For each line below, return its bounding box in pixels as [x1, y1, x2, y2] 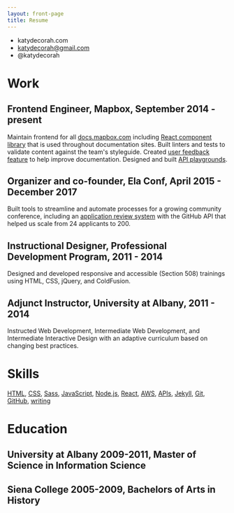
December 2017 [7, 186, 78, 198]
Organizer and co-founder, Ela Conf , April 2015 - [7, 175, 221, 187]
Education [7, 421, 68, 437]
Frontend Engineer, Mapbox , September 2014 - [7, 103, 216, 115]
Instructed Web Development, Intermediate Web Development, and [7, 326, 200, 335]
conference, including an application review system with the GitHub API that [7, 212, 226, 220]
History [7, 494, 41, 506]
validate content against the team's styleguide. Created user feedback [7, 148, 210, 156]
